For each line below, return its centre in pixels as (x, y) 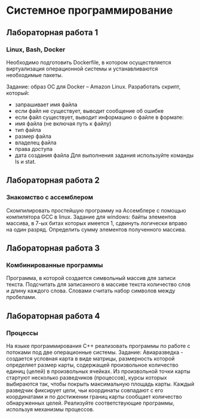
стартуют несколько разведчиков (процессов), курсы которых (87, 377)
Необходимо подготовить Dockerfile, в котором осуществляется (89, 62)
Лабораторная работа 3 (53, 248)
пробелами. (21, 297)
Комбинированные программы (55, 265)
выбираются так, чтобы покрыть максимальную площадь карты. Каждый (100, 384)
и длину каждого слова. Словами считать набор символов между (91, 291)
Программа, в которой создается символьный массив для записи (91, 278)
